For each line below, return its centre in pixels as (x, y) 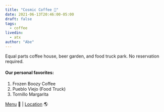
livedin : (14, 33)
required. (14, 61)
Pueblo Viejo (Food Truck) (39, 89)
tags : (11, 24)
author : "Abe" (20, 42)
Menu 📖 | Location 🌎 (27, 104)
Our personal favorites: (30, 73)
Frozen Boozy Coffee (34, 84)
